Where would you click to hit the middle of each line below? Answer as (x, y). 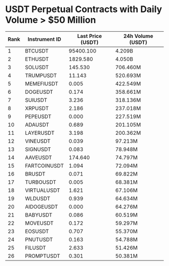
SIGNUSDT (38, 149)
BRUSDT (35, 174)
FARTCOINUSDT (44, 166)
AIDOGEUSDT (41, 206)
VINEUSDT (38, 141)
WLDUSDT (37, 198)
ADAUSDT (37, 125)
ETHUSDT (37, 59)
